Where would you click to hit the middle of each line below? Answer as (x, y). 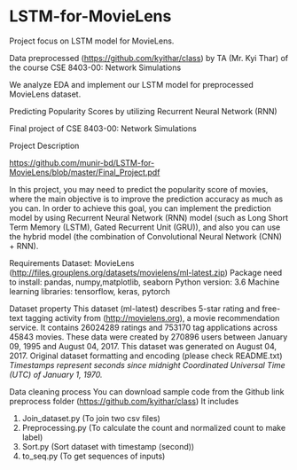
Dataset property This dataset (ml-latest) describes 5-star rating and (134, 309)
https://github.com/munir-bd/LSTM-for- (82, 162)
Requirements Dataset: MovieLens (72, 262)
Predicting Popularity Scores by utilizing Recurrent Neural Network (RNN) (143, 111)
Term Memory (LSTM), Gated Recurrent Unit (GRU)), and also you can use (145, 227)
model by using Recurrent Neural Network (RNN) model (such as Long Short (149, 217)
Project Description (44, 145)
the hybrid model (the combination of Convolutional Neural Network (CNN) (145, 236)
